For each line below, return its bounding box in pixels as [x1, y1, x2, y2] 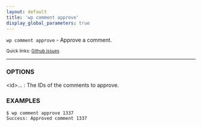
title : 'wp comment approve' [6, 14, 79, 20]
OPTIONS [6, 67, 35, 76]
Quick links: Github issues [6, 48, 60, 54]
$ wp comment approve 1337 [6, 110, 74, 116]
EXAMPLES [6, 96, 40, 105]
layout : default [6, 8, 47, 15]
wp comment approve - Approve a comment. [6, 37, 112, 44]
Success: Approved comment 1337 [6, 115, 87, 121]
